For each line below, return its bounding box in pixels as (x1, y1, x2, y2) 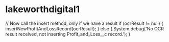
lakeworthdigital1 (5, 4, 80, 15)
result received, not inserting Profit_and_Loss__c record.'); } (5, 31, 131, 37)
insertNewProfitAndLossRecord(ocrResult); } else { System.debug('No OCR (5, 25, 164, 31)
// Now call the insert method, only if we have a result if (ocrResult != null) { (5, 20, 164, 26)
